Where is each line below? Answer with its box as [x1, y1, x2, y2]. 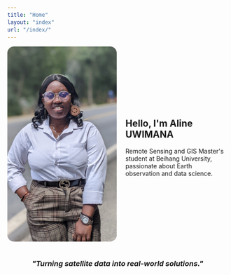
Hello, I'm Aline [125, 117, 193, 129]
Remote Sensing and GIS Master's [125, 147, 224, 155]
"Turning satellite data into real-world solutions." [31, 258, 204, 268]
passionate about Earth [125, 162, 192, 170]
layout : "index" [7, 18, 55, 26]
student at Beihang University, [125, 154, 212, 163]
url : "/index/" [7, 26, 52, 33]
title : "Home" [7, 11, 49, 18]
